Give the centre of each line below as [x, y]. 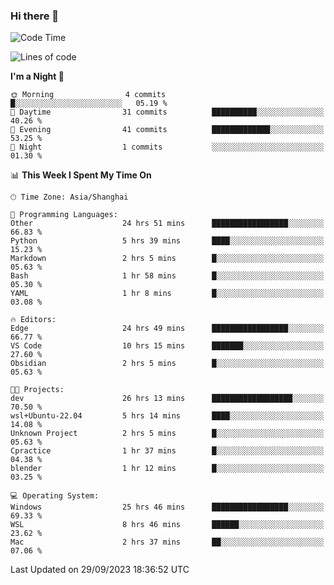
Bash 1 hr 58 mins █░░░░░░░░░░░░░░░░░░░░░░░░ [167, 276]
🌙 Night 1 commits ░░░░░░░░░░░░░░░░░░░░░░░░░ [167, 147]
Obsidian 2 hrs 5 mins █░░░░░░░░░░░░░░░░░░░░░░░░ [167, 364]
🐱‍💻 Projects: [37, 390]
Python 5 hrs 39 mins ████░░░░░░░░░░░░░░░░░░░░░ [167, 241]
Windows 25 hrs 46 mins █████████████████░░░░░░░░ [167, 507]
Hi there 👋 [35, 16]
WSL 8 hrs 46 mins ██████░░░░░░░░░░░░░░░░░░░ [167, 525]
